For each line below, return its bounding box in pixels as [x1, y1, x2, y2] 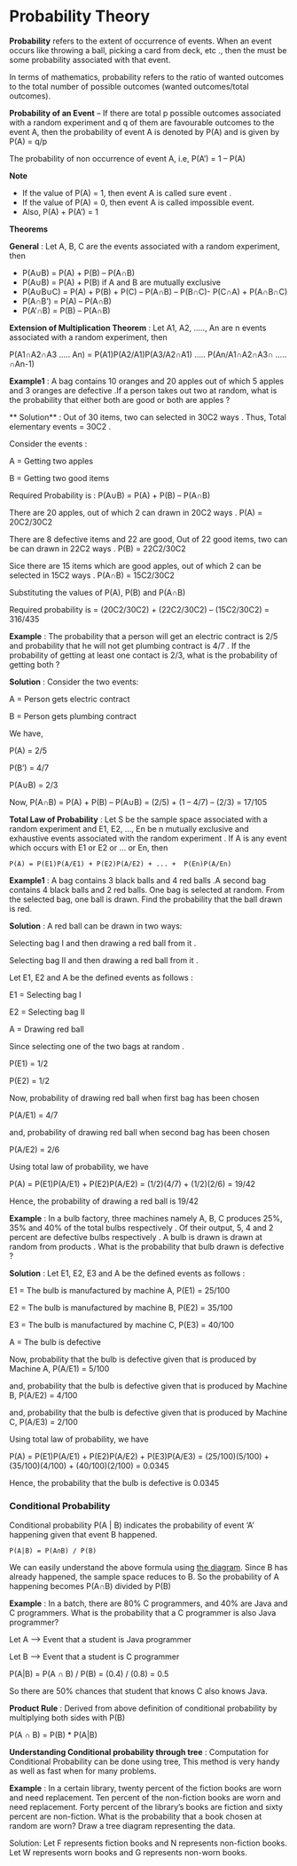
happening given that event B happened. [9, 1530, 158, 1540]
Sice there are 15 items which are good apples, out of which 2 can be [9, 560, 262, 571]
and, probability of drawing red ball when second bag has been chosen [9, 1127, 270, 1137]
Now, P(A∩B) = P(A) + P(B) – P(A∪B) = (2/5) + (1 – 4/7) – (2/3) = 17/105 [9, 796, 268, 807]
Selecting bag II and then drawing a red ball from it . [9, 954, 199, 965]
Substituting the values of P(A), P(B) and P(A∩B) [9, 587, 186, 597]
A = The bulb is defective [9, 1336, 102, 1347]
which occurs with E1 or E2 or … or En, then [9, 842, 168, 853]
